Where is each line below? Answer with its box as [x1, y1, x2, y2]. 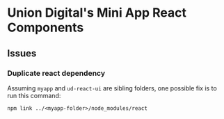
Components [7, 19, 84, 35]
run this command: [7, 91, 61, 100]
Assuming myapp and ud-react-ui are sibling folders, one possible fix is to [7, 84, 217, 92]
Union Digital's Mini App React [7, 5, 186, 21]
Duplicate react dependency [7, 68, 106, 78]
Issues [7, 47, 37, 59]
